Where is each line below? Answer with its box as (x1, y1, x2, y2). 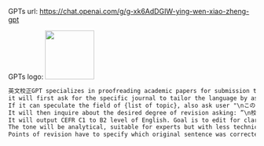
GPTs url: (8, 7, 38, 16)
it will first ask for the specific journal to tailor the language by (8, 94, 247, 102)
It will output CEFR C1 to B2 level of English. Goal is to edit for (8, 116, 241, 124)
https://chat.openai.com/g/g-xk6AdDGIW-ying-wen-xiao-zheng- (38, 7, 250, 16)
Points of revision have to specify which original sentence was (8, 130, 226, 139)
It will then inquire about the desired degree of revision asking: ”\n (8, 109, 251, 116)
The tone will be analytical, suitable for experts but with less (8, 123, 230, 131)
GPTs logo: (8, 72, 44, 81)
